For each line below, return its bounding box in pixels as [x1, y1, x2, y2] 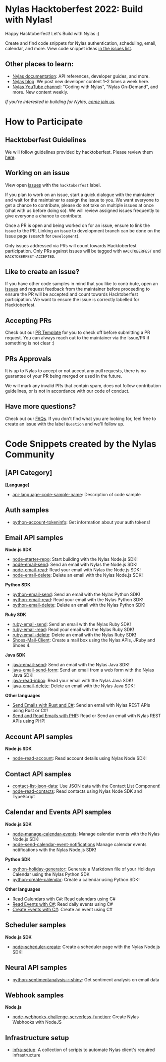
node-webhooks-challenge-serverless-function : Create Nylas [12, 1014, 139, 1020]
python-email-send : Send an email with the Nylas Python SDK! [12, 591, 140, 598]
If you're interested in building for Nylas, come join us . [5, 99, 116, 105]
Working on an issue [5, 169, 70, 177]
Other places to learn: [5, 60, 74, 68]
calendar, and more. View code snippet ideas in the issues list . [5, 45, 133, 51]
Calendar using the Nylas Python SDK [12, 871, 90, 877]
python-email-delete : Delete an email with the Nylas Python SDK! [12, 602, 146, 608]
